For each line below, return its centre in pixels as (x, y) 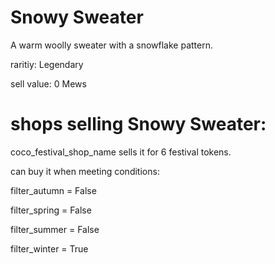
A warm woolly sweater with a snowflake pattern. (111, 45)
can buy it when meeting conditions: (85, 171)
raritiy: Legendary (47, 64)
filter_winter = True (49, 248)
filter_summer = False (55, 229)
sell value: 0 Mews (48, 83)
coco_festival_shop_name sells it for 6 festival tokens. (121, 152)
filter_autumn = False (53, 190)
